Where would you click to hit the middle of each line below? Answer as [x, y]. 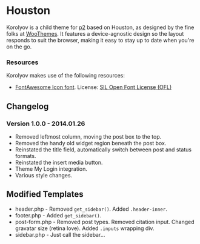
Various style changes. [44, 175]
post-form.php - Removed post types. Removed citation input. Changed [105, 222]
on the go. [19, 47]
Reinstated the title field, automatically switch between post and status [103, 150]
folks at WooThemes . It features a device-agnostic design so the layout [95, 33]
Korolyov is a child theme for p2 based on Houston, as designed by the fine [100, 27]
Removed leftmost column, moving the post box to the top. [88, 136]
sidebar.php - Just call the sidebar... [60, 234]
